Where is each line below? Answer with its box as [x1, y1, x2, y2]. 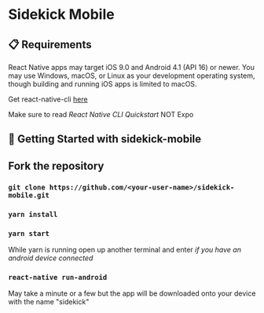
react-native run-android [8, 273, 108, 282]
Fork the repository [8, 159, 104, 172]
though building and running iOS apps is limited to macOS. [8, 79, 197, 88]
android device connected [8, 253, 93, 263]
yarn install [8, 210, 58, 219]
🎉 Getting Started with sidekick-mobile [8, 132, 202, 146]
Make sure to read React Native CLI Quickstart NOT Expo [8, 110, 194, 119]
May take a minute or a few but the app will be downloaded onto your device [8, 289, 256, 298]
